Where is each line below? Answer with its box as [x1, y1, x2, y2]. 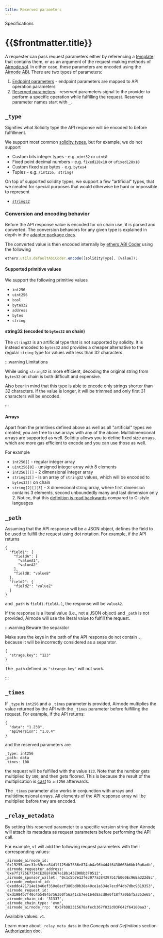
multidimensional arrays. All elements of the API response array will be [5, 793, 146, 799]
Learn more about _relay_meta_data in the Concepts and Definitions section [5, 922, 157, 928]
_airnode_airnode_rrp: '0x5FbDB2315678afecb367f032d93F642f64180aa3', [5, 905, 151, 910]
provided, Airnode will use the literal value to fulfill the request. [5, 615, 130, 621]
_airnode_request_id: [5, 888, 49, 893]
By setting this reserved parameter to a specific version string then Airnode [5, 823, 156, 830]
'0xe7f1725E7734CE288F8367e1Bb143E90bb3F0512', [5, 871, 103, 876]
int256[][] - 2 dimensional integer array [12, 469, 93, 475]
